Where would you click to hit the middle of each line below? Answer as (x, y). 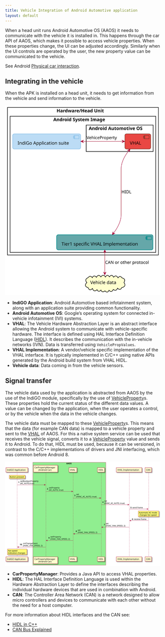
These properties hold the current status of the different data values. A (77, 403)
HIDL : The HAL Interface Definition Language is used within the (77, 579)
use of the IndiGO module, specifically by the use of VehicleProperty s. (76, 398)
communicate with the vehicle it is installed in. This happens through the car (82, 35)
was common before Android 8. (37, 455)
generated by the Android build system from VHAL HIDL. (70, 360)
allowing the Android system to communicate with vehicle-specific (80, 329)
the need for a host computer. (42, 606)
